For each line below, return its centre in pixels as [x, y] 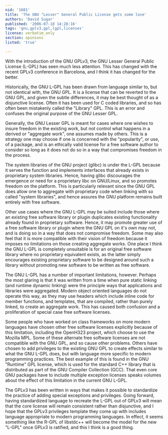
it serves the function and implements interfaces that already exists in [77, 170]
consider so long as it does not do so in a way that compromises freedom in [83, 150]
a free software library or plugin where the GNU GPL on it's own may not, [81, 228]
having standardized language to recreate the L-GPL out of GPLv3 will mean [83, 400]
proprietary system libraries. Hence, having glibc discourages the [73, 175]
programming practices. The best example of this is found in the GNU [77, 359]
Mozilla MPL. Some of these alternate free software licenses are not [75, 338]
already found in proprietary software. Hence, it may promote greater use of [84, 222]
